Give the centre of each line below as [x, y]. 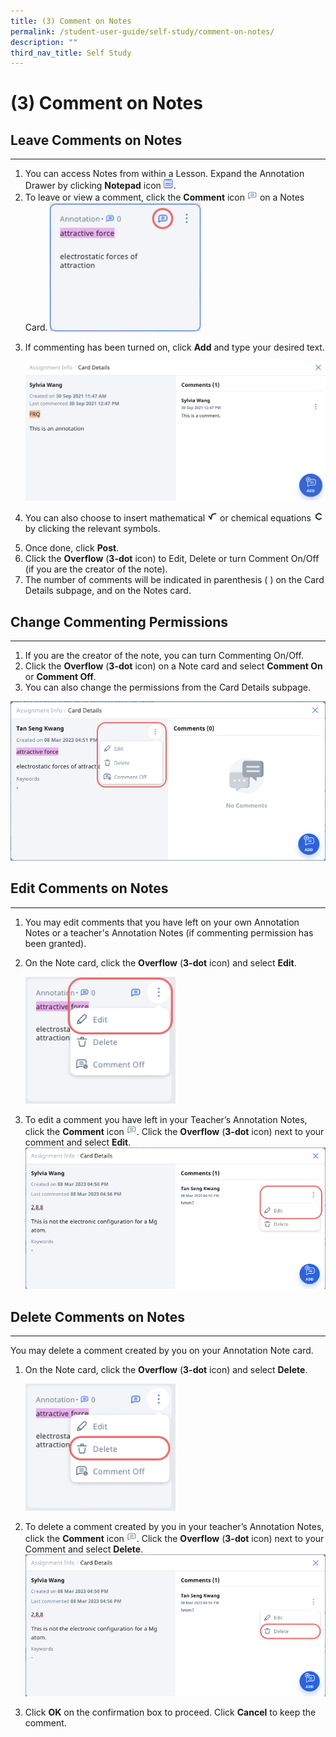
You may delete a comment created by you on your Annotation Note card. [162, 1351]
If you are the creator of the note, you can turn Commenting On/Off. [164, 656]
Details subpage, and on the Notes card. [108, 591]
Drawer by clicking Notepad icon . [100, 186]
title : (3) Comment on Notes [71, 21]
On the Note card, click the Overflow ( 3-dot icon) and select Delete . [166, 1370]
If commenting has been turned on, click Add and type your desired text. [174, 347]
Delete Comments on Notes [98, 1316]
